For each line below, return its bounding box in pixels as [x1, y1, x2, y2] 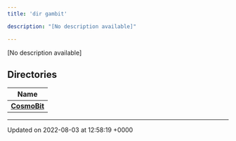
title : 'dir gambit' [7, 10, 68, 18]
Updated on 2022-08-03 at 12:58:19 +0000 [7, 126, 133, 134]
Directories [7, 68, 58, 81]
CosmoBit [11, 101, 44, 111]
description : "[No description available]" [7, 22, 137, 30]
